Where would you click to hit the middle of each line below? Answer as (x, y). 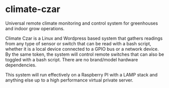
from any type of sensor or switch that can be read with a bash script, (78, 43)
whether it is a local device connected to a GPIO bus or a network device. (82, 49)
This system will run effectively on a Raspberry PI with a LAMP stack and (81, 74)
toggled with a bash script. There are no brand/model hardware (72, 59)
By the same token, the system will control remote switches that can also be (85, 54)
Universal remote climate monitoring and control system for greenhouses (82, 23)
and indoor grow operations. (35, 28)
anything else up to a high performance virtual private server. (69, 80)
